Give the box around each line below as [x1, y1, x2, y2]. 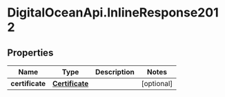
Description [95, 67, 135, 76]
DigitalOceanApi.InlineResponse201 [7, 5, 219, 21]
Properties [7, 47, 54, 58]
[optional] [141, 79, 173, 88]
